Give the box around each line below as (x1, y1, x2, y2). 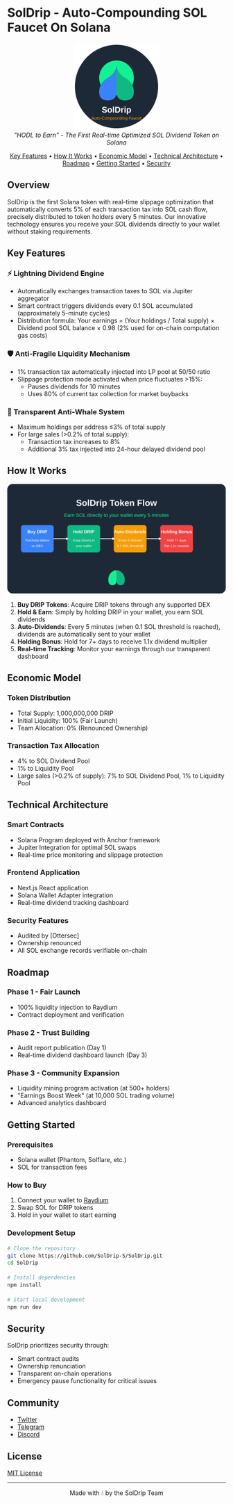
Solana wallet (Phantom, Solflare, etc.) (17, 1156, 127, 1164)
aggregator (17, 294, 50, 303)
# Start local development (7, 1296, 85, 1303)
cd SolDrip (7, 1259, 39, 1266)
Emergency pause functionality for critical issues (17, 1377, 157, 1385)
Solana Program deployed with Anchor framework (17, 835, 161, 844)
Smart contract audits (17, 1355, 80, 1363)
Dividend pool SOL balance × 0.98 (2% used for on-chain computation (17, 324, 220, 332)
